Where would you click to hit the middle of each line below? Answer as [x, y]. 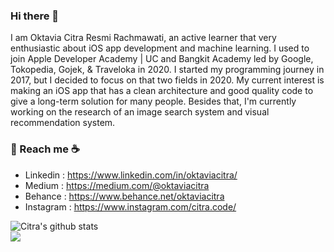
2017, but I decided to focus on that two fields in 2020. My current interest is [167, 80]
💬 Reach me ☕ [45, 149]
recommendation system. [63, 123]
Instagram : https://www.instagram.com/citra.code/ [130, 206]
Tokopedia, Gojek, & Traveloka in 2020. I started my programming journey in [167, 70]
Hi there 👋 [35, 16]
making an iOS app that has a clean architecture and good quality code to [162, 91]
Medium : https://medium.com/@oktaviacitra [117, 185]
